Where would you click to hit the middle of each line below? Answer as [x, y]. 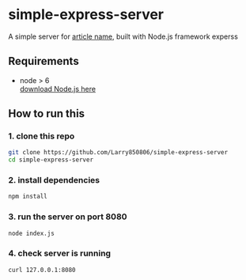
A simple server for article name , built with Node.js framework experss [123, 36]
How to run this [47, 114]
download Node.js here [58, 89]
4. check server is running [60, 253]
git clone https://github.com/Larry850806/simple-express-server [118, 153]
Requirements [44, 61]
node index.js [32, 233]
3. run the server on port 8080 [68, 217]
